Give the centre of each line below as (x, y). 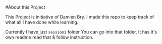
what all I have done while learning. (42, 22)
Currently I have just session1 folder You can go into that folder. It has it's (81, 32)
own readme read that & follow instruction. (49, 37)
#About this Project (25, 7)
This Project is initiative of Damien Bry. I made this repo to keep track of (80, 17)
